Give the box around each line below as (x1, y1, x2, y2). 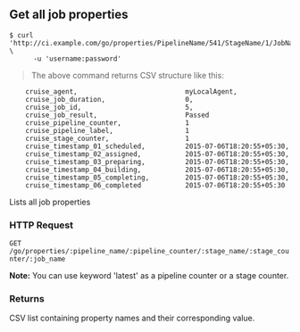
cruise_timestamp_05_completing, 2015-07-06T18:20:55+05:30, (25, 173, 290, 182)
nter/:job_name (9, 254, 66, 264)
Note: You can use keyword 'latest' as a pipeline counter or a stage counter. (9, 270, 289, 281)
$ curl (9, 30, 34, 39)
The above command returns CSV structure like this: (30, 70, 225, 80)
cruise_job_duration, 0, (25, 95, 194, 104)
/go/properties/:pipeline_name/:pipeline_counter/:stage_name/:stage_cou (9, 247, 290, 256)
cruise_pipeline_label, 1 (25, 126, 190, 135)
